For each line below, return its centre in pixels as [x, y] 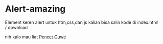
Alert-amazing [35, 9]
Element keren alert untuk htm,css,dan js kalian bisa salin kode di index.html [82, 22]
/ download [16, 27]
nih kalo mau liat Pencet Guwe [35, 37]
